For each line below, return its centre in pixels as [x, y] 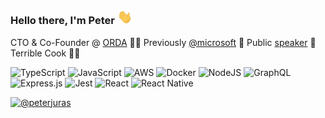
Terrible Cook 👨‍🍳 [45, 53]
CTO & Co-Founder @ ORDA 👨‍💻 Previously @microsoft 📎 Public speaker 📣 [163, 42]
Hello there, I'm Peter [62, 21]
